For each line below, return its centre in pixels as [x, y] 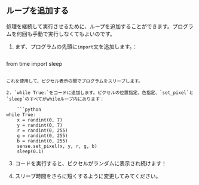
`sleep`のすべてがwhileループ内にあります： [55, 99]
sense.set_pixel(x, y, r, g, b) [57, 146]
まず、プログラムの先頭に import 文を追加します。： [76, 46]
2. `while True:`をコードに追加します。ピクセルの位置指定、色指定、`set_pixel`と [100, 92]
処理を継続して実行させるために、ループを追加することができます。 [89, 26]
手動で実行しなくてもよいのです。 [74, 34]
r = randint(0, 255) [42, 131]
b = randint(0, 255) [42, 141]
